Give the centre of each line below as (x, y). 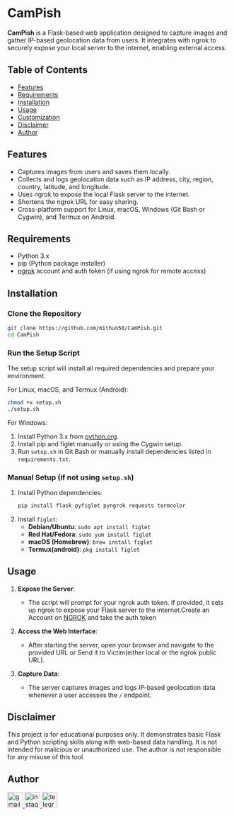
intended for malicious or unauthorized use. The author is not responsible (114, 749)
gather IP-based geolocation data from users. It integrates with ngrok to (112, 40)
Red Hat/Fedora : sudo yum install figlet (90, 534)
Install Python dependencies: (60, 493)
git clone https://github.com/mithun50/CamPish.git (85, 328)
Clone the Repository (45, 313)
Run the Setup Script (43, 353)
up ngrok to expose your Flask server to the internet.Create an (119, 610)
